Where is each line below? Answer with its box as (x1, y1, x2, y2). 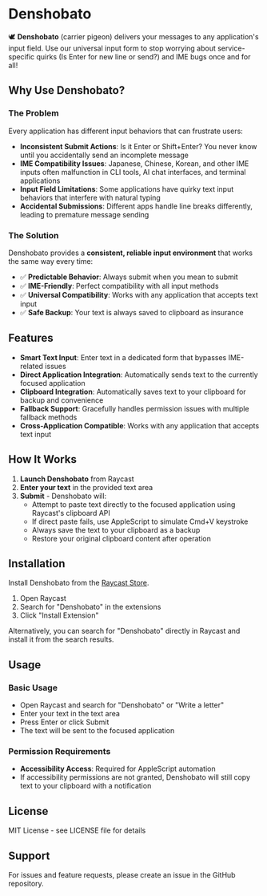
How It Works (8, 452, 78, 466)
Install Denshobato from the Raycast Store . (8, 578, 149, 588)
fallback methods (19, 412, 78, 422)
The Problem (8, 107, 60, 119)
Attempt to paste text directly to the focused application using (31, 499, 236, 509)
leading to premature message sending (19, 209, 149, 219)
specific (8, 51, 35, 61)
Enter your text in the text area (19, 709, 120, 719)
